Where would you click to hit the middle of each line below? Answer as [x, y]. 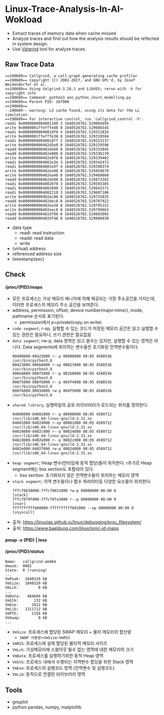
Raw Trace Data [30, 64]
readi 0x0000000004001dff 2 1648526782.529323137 [57, 141]
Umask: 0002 [18, 566]
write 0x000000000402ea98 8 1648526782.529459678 [57, 171]
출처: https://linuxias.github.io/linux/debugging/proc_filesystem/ [77, 522]
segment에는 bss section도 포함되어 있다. [53, 469]
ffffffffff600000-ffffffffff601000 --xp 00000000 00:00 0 [73, 508]
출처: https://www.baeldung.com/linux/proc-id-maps [66, 528]
